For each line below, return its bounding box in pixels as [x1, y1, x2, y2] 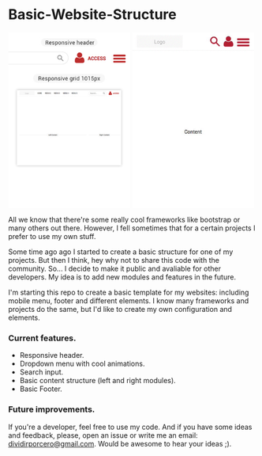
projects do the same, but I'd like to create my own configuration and [8, 305, 233, 314]
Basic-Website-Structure [8, 6, 177, 24]
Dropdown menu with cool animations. [19, 359, 145, 369]
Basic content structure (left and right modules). [19, 376, 176, 386]
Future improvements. [8, 404, 95, 415]
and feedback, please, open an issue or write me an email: [8, 430, 199, 440]
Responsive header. [19, 351, 84, 360]
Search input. [19, 367, 64, 377]
